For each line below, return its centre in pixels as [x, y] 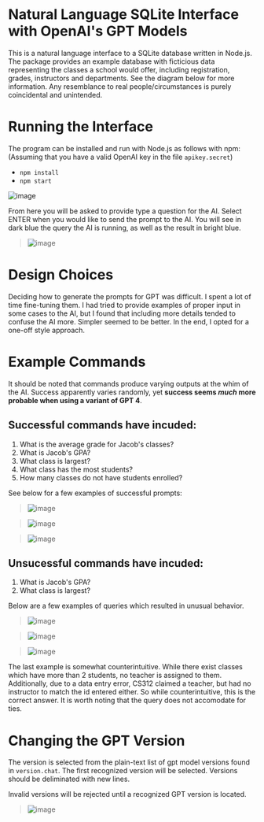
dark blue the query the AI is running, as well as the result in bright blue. [125, 228]
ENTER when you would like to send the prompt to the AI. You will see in [125, 219]
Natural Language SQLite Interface [124, 15]
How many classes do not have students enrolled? [101, 477]
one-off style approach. [46, 330]
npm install [39, 172]
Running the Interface [81, 127]
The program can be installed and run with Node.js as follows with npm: [125, 148]
